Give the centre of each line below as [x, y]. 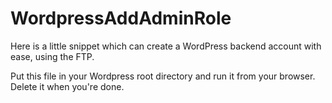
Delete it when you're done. [67, 86]
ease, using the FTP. [52, 56]
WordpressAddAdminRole [121, 18]
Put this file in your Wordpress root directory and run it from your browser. [163, 76]
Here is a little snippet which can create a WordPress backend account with [166, 46]
